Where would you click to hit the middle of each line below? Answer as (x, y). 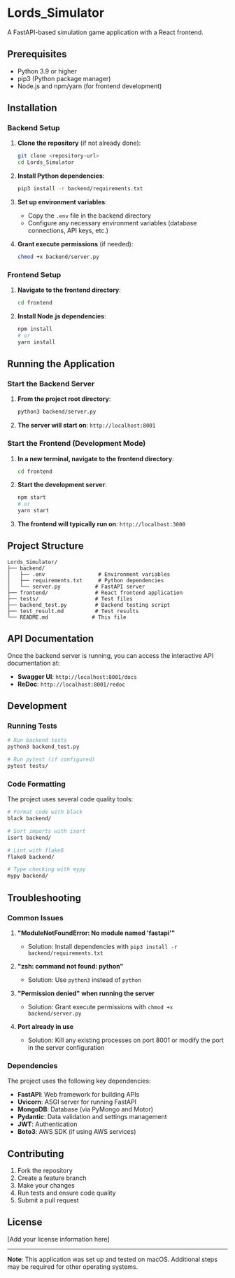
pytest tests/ (28, 766)
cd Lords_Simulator (46, 162)
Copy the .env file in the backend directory (90, 216)
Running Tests (32, 726)
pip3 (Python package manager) (64, 78)
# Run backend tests (37, 740)
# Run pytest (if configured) (51, 760)
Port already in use (45, 1026)
